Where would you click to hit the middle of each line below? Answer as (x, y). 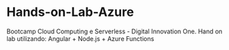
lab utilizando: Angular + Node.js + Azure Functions (80, 38)
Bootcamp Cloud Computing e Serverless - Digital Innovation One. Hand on (114, 31)
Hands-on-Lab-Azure (70, 12)
